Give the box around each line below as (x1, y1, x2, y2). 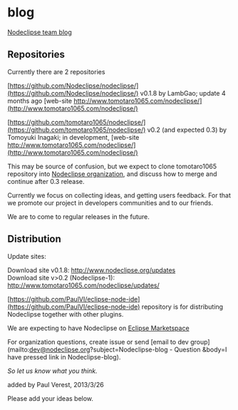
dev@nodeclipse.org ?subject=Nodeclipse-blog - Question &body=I (29, 345, 227, 354)
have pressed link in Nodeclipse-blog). (7, 352, 121, 361)
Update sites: (7, 252, 46, 260)
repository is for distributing (141, 302, 223, 311)
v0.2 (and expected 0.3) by (147, 125, 227, 134)
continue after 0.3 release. (7, 177, 85, 185)
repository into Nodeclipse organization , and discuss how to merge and (7, 169, 217, 178)
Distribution (7, 233, 62, 245)
